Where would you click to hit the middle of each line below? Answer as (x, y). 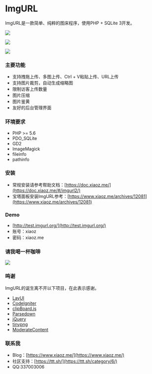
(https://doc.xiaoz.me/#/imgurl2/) (46, 190)
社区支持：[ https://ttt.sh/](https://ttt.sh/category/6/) (65, 361)
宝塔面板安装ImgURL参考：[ (40, 196)
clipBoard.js (24, 309)
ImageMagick (26, 149)
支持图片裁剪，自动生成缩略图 (42, 83)
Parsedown (24, 313)
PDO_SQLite (24, 138)
